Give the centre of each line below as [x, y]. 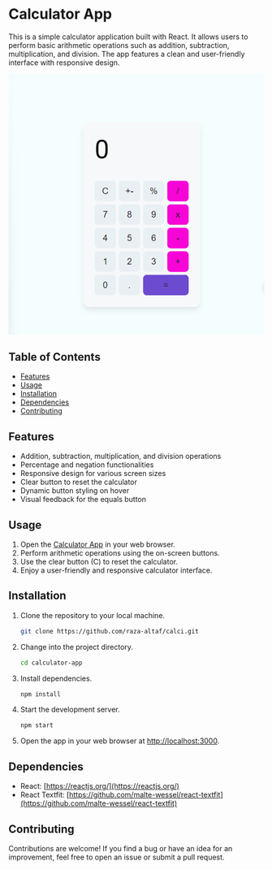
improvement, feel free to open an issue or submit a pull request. [117, 857]
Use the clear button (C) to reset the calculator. [99, 562]
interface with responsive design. [64, 63]
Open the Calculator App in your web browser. [98, 544]
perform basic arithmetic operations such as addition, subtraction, [119, 45]
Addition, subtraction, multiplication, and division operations [121, 457]
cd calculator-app [51, 663]
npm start [37, 725]
